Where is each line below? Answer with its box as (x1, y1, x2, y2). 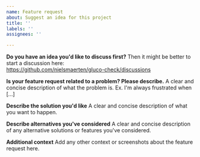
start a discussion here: (6, 60, 64, 67)
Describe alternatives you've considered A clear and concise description (6, 120, 191, 127)
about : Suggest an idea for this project (6, 14, 112, 21)
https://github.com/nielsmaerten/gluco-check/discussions (6, 66, 151, 73)
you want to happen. (6, 109, 57, 116)
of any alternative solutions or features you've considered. (6, 127, 152, 134)
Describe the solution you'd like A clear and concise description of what (6, 102, 188, 109)
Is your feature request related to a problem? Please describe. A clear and (6, 78, 194, 85)
